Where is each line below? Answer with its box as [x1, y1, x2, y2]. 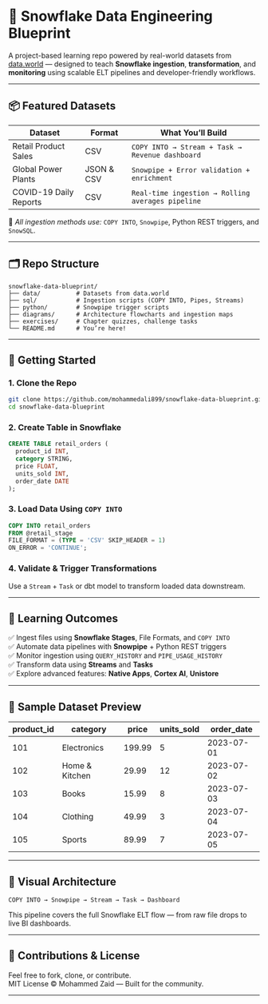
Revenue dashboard [131, 150, 202, 159]
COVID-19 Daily [12, 186, 74, 197]
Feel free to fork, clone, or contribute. [8, 970, 132, 980]
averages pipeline [131, 196, 202, 205]
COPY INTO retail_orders [8, 521, 91, 530]
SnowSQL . [8, 225, 36, 235]
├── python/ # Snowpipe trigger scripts [8, 303, 170, 311]
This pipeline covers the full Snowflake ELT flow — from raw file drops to [8, 910, 247, 919]
